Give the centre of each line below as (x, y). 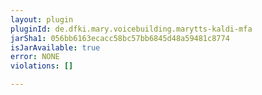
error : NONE (35, 57)
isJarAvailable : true (55, 47)
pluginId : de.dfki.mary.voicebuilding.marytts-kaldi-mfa (131, 29)
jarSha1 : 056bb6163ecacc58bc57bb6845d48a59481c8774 (120, 38)
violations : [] (42, 66)
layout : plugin (42, 19)
